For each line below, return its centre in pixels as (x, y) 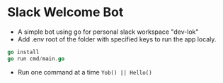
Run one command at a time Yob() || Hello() (85, 72)
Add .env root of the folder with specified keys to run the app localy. (117, 39)
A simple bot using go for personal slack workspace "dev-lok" (108, 32)
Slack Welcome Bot (65, 12)
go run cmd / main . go (36, 58)
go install (23, 52)
